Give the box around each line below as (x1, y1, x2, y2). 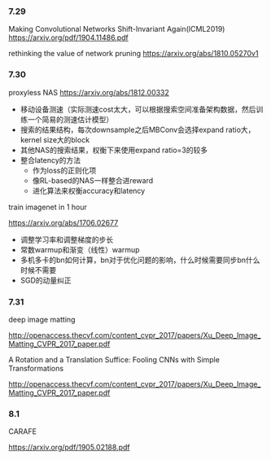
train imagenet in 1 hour (8, 202, 87, 212)
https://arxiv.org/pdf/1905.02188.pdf (8, 442, 130, 453)
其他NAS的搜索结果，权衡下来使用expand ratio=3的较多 (20, 145, 208, 155)
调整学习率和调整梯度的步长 (20, 234, 114, 244)
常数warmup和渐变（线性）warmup (20, 244, 140, 254)
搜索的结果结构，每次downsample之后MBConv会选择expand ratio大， (20, 125, 256, 134)
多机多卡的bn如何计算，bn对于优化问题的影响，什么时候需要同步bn (20, 255, 247, 265)
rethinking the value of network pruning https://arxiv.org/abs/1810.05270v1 (8, 49, 259, 59)
